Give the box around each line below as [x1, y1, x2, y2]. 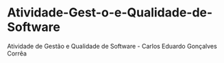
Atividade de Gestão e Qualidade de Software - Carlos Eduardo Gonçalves [7, 42, 217, 50]
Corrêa [7, 49, 27, 58]
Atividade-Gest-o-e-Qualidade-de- [7, 5, 213, 21]
